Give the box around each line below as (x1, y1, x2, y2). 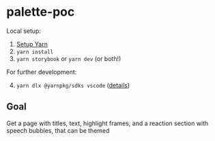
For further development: (6, 68, 77, 76)
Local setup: (6, 27, 42, 35)
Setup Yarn (16, 40, 48, 48)
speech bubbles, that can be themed (6, 126, 110, 134)
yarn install (16, 49, 54, 55)
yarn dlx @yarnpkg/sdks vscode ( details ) (16, 81, 130, 89)
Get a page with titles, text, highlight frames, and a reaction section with (6, 119, 209, 127)
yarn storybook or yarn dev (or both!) (16, 54, 121, 62)
